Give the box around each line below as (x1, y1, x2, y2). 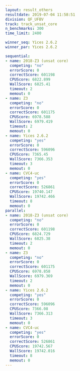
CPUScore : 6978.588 (10, 114, 51, 120)
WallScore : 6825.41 (10, 82, 51, 87)
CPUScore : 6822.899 (10, 77, 51, 82)
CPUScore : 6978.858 (10, 269, 51, 274)
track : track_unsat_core (5, 21, 57, 27)
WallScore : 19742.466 (10, 194, 55, 199)
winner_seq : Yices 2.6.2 (5, 40, 57, 45)
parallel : (5, 208, 26, 213)
